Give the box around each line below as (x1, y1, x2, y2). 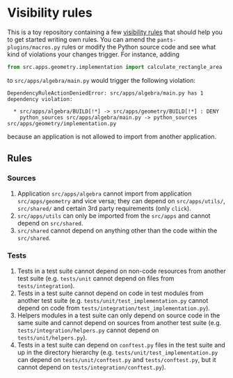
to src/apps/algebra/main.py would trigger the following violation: (7, 76, 196, 84)
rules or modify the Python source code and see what (61, 42, 216, 51)
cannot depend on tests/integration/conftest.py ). (17, 363, 166, 371)
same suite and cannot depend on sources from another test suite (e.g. (17, 318, 221, 326)
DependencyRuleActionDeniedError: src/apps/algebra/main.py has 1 (7, 89, 204, 97)
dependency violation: (7, 95, 73, 102)
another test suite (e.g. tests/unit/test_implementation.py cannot (17, 296, 209, 304)
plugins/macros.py (7, 44, 61, 51)
